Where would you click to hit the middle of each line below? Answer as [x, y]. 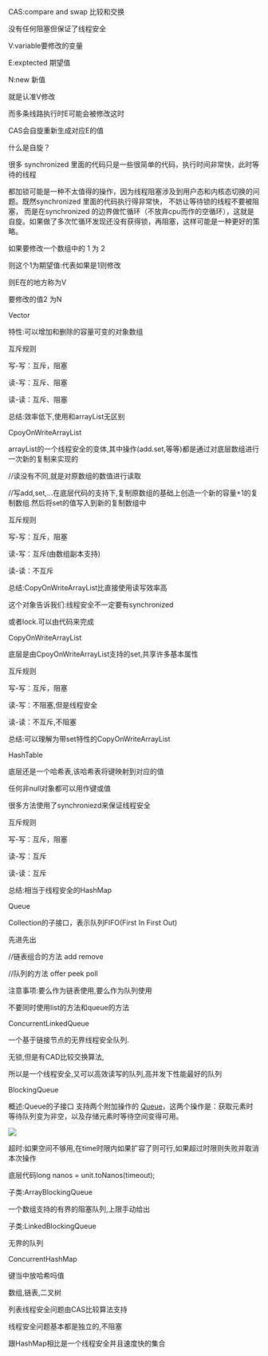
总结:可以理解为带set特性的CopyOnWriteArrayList [89, 739]
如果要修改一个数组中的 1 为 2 [57, 248]
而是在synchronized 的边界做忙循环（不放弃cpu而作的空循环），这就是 [139, 211]
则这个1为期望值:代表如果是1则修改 [65, 265]
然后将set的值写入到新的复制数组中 [89, 503]
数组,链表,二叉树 [35, 1293]
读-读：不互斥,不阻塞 [43, 722]
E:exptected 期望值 [39, 63]
